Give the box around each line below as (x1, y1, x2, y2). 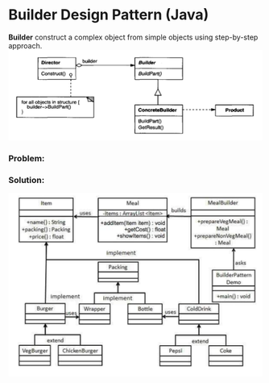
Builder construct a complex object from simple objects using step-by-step (8, 32, 259, 42)
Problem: (8, 153, 45, 164)
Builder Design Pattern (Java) (8, 6, 209, 24)
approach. (8, 40, 43, 50)
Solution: (8, 174, 45, 185)
